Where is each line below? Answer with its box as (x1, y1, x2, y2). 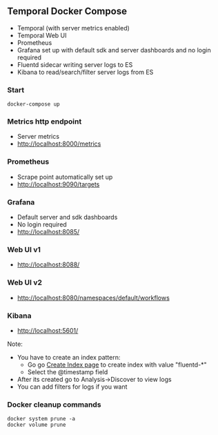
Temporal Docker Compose (7, 6, 128, 17)
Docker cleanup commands (7, 400, 101, 409)
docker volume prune (7, 421, 67, 429)
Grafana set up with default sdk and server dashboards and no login (17, 46, 212, 54)
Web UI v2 (7, 278, 43, 287)
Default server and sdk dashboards (17, 213, 118, 221)
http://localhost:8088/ (17, 260, 80, 269)
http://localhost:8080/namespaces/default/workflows (17, 293, 170, 302)
